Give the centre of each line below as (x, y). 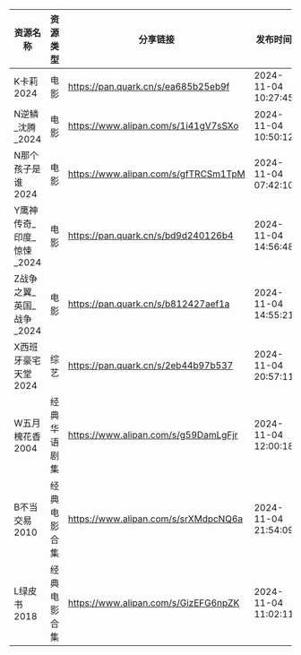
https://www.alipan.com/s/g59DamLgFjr (153, 435)
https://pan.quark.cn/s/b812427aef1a (149, 304)
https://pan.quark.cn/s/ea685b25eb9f (149, 86)
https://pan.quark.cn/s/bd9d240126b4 (150, 235)
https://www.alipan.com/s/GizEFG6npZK (154, 603)
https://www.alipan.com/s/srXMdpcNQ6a (155, 519)
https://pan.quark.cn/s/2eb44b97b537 (150, 365)
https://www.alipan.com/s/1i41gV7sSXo (153, 126)
